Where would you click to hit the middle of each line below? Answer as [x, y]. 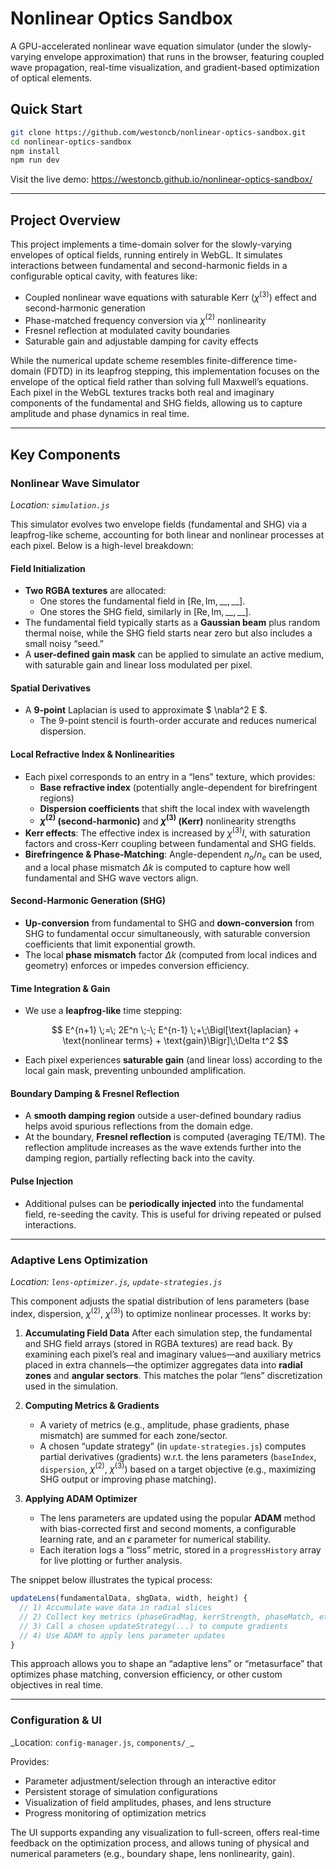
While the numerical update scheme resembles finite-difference [141, 361]
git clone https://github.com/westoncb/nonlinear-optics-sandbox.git [158, 132]
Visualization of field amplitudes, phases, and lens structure [148, 1802]
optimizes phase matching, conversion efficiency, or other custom [146, 1674]
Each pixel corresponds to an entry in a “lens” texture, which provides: [170, 776]
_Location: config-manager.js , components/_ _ [102, 1742]
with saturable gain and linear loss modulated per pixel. [138, 665]
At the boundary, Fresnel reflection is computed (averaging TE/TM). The [175, 1137]
